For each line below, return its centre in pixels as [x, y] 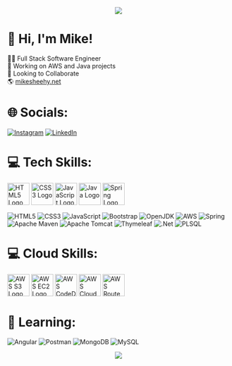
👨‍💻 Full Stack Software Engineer [54, 58]
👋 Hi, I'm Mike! [50, 39]
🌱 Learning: [42, 322]
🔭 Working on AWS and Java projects [62, 66]
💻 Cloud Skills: [53, 253]
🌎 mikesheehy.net [34, 81]
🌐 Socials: [38, 112]
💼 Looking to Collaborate [43, 73]
